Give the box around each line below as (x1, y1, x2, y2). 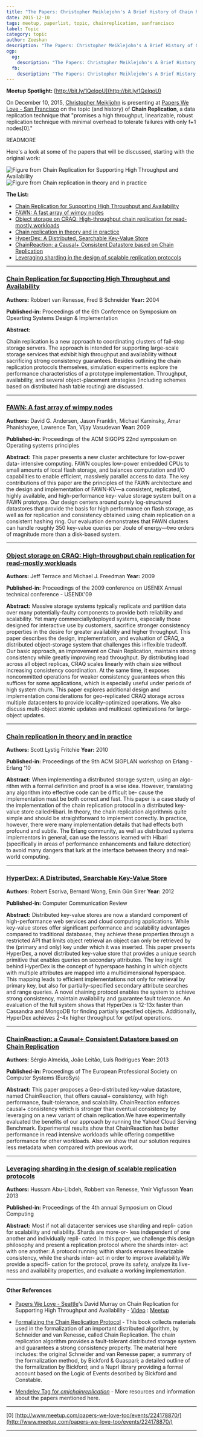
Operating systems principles (6, 442, 80, 449)
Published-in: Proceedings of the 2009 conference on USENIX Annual (6, 584, 182, 591)
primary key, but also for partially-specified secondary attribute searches (6, 982, 188, 989)
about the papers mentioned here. (14, 1394, 100, 1401)
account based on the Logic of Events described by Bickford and (14, 1369, 177, 1377)
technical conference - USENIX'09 (6, 591, 92, 598)
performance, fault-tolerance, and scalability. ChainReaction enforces (6, 1099, 180, 1106)
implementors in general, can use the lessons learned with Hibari (6, 834, 168, 841)
